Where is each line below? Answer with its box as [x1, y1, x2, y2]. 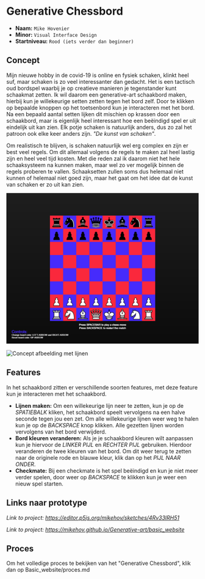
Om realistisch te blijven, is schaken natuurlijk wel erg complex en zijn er [6, 142, 189, 149]
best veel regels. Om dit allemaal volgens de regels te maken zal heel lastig [6, 148, 195, 155]
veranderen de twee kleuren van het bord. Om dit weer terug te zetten [15, 448, 192, 455]
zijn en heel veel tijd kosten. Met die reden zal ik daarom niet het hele [6, 155, 180, 162]
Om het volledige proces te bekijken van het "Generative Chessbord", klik [6, 559, 191, 567]
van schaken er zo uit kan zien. [6, 180, 84, 188]
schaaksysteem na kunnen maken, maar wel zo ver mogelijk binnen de [6, 161, 184, 169]
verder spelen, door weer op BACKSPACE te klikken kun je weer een [15, 473, 187, 481]
